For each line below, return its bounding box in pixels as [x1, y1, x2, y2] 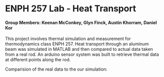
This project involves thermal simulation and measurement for [5, 36, 131, 42]
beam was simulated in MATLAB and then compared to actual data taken [5, 46, 153, 52]
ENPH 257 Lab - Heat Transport [5, 3, 136, 14]
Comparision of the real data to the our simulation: [5, 66, 108, 72]
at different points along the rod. [5, 57, 71, 63]
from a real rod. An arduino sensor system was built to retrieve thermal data [5, 51, 159, 57]
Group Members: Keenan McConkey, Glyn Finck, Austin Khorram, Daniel [5, 19, 157, 25]
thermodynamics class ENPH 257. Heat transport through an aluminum [5, 41, 149, 47]
